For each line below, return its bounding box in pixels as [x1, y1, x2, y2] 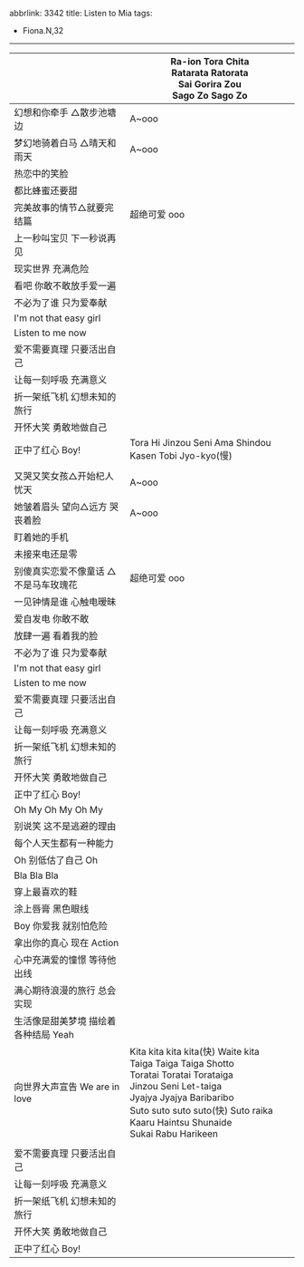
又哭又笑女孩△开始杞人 [14, 470, 115, 482]
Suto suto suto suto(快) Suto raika [129, 1105, 273, 1117]
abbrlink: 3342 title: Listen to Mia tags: [9, 8, 153, 18]
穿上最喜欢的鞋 [14, 885, 79, 898]
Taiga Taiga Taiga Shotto [129, 1058, 235, 1069]
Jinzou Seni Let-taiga [129, 1080, 223, 1092]
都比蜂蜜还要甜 [14, 185, 79, 197]
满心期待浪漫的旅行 [14, 984, 97, 996]
